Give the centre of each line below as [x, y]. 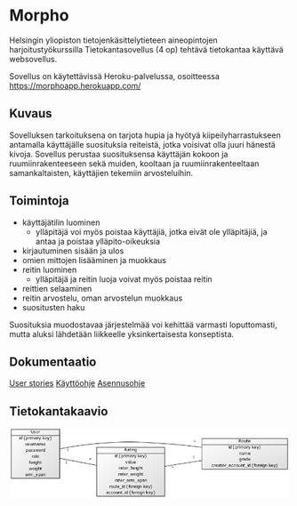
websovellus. [33, 59]
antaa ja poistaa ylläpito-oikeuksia [98, 241]
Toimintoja [39, 201]
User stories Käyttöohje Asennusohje [77, 383]
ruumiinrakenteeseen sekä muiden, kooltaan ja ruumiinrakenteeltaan [134, 163]
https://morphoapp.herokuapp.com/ [75, 85]
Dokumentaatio [53, 361]
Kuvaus [31, 113]
